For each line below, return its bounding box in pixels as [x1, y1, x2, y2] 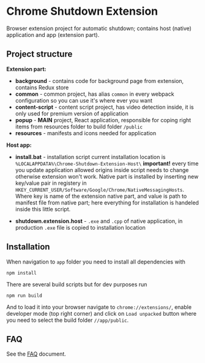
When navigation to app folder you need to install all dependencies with [6, 258, 185, 265]
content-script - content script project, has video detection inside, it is [15, 103, 194, 111]
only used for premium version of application [15, 109, 129, 117]
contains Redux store [15, 84, 69, 91]
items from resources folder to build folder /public [15, 123, 143, 130]
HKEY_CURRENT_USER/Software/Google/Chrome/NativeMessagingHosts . [15, 185, 185, 193]
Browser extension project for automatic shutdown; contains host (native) [6, 25, 192, 32]
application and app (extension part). [6, 31, 100, 38]
